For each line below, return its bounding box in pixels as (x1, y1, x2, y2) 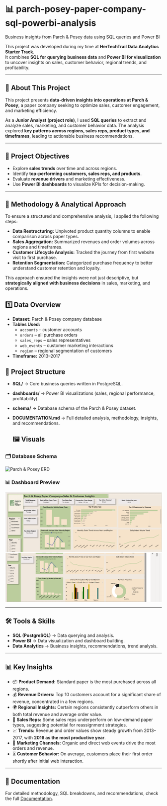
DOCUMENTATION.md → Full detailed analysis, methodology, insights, (12, 415, 158, 421)
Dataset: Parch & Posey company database (12, 316, 102, 322)
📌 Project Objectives (5, 152, 70, 161)
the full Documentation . (5, 796, 53, 802)
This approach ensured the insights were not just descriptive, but (5, 275, 139, 281)
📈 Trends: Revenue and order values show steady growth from (12, 727, 143, 733)
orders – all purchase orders (19, 332, 78, 338)
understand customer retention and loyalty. (12, 265, 101, 271)
